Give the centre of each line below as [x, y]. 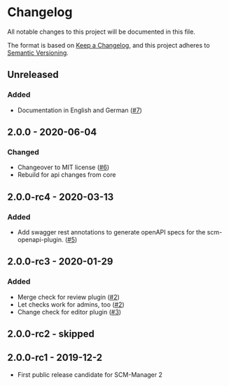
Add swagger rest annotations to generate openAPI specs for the [111, 232]
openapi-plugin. [40, 240]
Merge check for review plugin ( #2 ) [69, 297]
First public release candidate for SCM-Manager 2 [90, 374]
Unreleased [33, 75]
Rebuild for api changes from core [67, 175]
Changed [23, 152]
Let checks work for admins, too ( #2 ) [71, 304]
